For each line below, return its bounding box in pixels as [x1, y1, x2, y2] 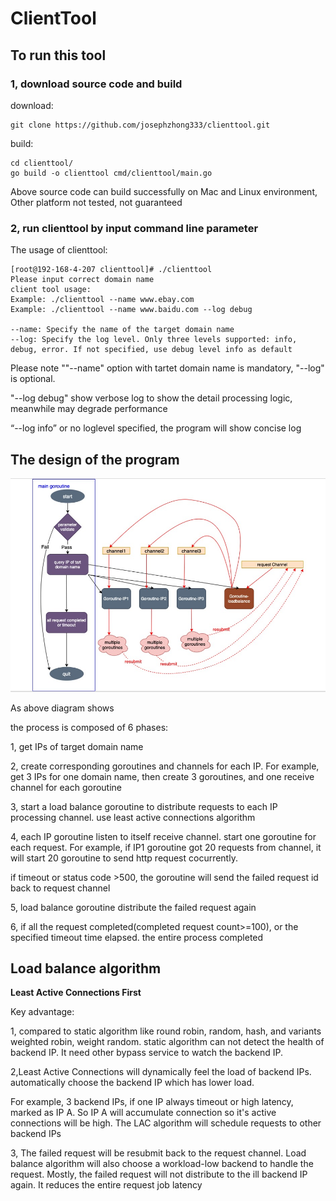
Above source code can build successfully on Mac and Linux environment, [10, 185, 318, 197]
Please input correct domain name [10, 275, 155, 285]
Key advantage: [10, 1006, 75, 1018]
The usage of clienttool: [10, 244, 108, 256]
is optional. [10, 373, 56, 385]
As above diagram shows [10, 702, 115, 714]
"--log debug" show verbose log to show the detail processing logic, [10, 392, 293, 404]
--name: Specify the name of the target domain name [10, 325, 235, 335]
